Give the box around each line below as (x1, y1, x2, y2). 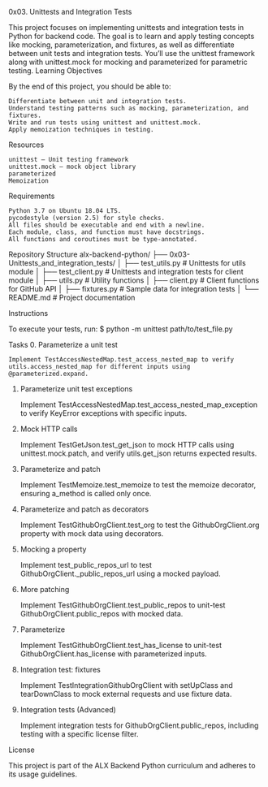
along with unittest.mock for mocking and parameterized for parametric (8, 57, 248, 67)
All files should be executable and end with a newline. (8, 221, 205, 229)
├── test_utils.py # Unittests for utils (123, 258, 246, 267)
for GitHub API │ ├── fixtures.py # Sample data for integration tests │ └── (8, 284, 259, 293)
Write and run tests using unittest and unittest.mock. (8, 119, 201, 127)
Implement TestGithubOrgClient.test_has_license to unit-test (19, 641, 222, 650)
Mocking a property (19, 544, 87, 554)
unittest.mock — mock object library (8, 162, 136, 171)
